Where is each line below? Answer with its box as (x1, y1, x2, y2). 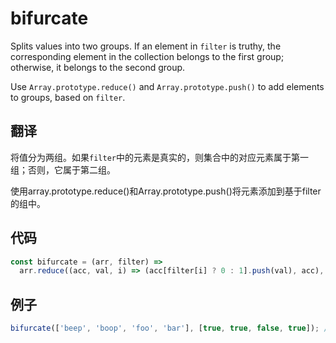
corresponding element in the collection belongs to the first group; (10, 50, 285, 62)
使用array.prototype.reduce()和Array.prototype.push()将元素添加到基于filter (10, 185, 322, 197)
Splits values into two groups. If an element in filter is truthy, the (10, 40, 282, 52)
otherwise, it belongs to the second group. (10, 61, 186, 73)
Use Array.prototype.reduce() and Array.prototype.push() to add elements (10, 80, 325, 92)
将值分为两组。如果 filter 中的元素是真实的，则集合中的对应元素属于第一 (10, 151, 309, 163)
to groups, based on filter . (10, 91, 126, 103)
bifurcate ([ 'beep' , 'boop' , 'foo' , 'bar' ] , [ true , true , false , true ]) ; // (10, 323, 333, 334)
